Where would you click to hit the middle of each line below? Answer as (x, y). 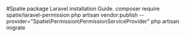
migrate (16, 27)
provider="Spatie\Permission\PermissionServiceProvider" (78, 21)
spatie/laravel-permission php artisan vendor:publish (72, 15)
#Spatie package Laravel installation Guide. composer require (83, 9)
